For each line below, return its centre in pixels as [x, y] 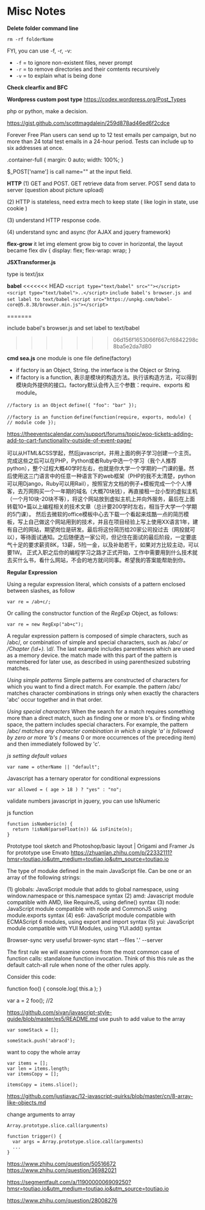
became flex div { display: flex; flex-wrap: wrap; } [69, 250]
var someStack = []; [33, 1030]
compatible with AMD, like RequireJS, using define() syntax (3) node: [94, 902]
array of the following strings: [44, 877]
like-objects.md [27, 1102]
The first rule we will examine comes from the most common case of [93, 952]
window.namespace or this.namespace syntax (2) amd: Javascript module [100, 896]
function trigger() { [34, 1136]
